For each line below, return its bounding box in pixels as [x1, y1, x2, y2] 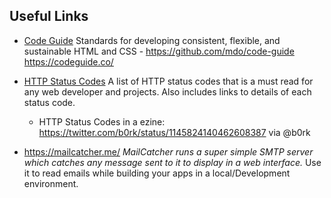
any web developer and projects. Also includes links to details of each [23, 85, 312, 98]
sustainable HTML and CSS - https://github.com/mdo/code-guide [23, 45, 295, 57]
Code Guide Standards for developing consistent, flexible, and [23, 34, 281, 46]
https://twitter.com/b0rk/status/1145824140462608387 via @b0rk [38, 126, 311, 138]
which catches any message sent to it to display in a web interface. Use [23, 156, 322, 168]
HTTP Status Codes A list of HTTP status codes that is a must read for [23, 75, 314, 87]
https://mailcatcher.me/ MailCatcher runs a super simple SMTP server [23, 145, 314, 158]
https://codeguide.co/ [23, 55, 114, 68]
